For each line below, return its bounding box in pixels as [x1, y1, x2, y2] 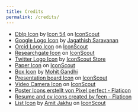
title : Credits [6, 8, 44, 15]
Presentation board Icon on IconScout [14, 74, 108, 81]
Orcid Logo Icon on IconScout [14, 42, 88, 50]
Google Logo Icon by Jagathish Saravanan [14, 37, 118, 44]
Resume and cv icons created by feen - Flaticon [14, 93, 132, 100]
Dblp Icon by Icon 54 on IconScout [14, 30, 100, 37]
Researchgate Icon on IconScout [14, 49, 95, 56]
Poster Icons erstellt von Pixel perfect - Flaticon [14, 87, 131, 94]
